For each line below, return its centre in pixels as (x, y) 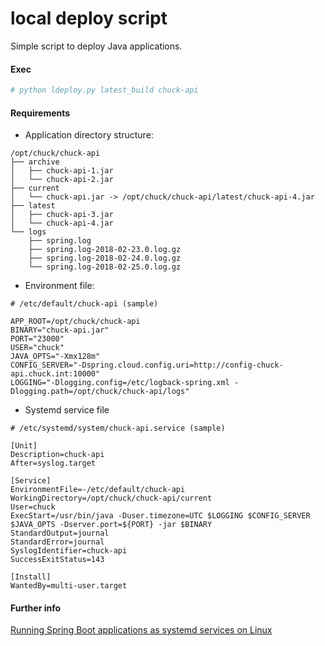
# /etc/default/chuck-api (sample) (84, 304)
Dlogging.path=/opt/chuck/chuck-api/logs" (100, 392)
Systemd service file (67, 410)
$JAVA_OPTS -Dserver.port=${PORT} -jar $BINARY (111, 525)
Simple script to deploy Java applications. (96, 46)
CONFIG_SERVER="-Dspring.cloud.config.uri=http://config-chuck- (147, 365)
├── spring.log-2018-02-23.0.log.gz (105, 250)
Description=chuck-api (57, 455)
